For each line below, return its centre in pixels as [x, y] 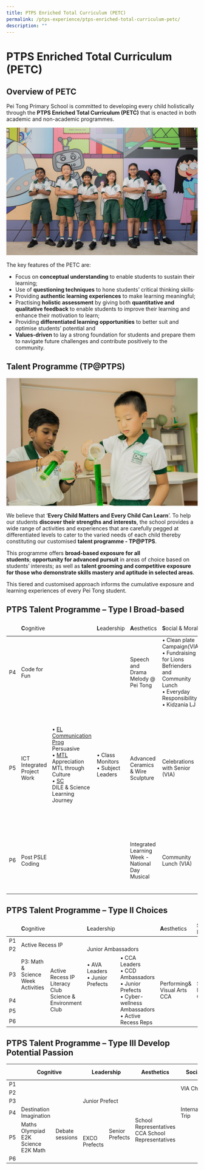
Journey [62, 800]
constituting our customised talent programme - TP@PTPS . [82, 541]
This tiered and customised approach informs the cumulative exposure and [100, 584]
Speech [140, 660]
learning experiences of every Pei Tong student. [66, 590]
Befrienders [177, 666]
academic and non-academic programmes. [60, 119]
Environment [66, 1003]
